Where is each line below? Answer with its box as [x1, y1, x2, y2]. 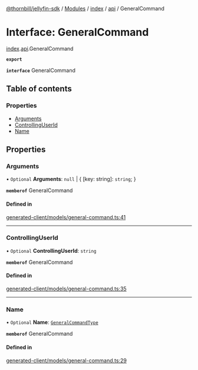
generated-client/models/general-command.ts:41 [6, 213, 126, 220]
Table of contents [6, 84, 72, 94]
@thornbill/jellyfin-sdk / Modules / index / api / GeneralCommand [6, 5, 165, 12]
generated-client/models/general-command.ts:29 [6, 356, 127, 364]
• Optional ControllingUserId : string [6, 247, 97, 254]
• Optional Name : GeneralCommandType [6, 319, 98, 326]
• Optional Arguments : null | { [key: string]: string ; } [6, 176, 137, 183]
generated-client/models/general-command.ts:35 [6, 285, 127, 292]
